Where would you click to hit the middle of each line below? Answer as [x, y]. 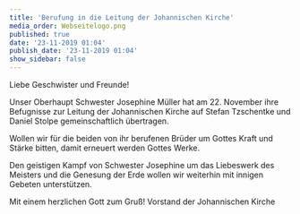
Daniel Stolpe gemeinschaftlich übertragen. [89, 121]
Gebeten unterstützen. [51, 184]
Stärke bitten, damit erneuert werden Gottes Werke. [104, 148]
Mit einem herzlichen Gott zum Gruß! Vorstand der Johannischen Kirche [142, 201]
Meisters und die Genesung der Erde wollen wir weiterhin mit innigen [137, 175]
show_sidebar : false [48, 59]
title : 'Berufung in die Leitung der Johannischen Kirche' [122, 17]
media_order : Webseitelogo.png [68, 26]
